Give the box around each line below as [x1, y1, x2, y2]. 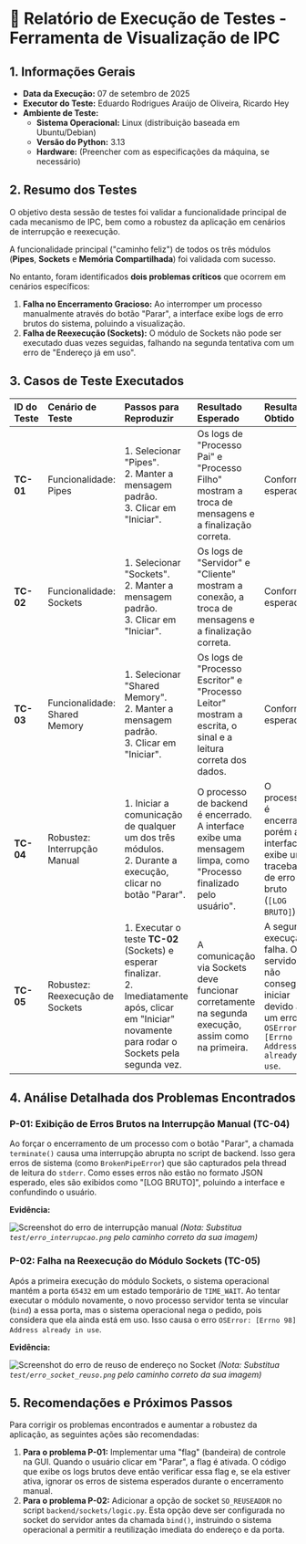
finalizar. [124, 966, 162, 979]
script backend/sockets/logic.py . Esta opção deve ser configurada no [22, 1505, 285, 1516]
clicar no [124, 876, 162, 889]
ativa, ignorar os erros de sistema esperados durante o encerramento [22, 1476, 284, 1487]
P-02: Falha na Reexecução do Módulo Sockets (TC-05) [9, 1255, 261, 1268]
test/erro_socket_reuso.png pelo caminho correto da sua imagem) [9, 1369, 262, 1380]
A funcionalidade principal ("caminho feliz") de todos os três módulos [9, 244, 271, 255]
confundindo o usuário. [9, 1186, 97, 1198]
